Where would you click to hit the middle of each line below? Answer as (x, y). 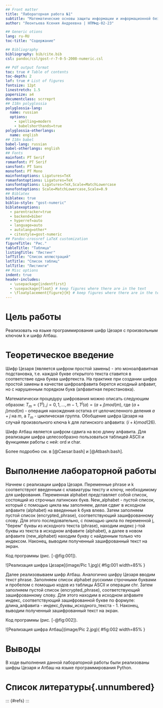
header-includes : (23, 280)
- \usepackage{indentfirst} (38, 284)
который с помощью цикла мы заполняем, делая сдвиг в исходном (75, 505)
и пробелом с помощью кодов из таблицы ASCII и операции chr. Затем (79, 585)
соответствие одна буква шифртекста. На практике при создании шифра (81, 379)
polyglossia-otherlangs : (30, 131)
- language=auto (26, 225)
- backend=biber (26, 216)
